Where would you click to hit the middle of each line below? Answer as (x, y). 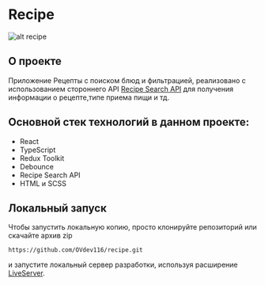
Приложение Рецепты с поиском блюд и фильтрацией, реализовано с (127, 80)
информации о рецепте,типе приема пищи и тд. (89, 97)
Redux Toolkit (42, 158)
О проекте (35, 61)
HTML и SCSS (43, 183)
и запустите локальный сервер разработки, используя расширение (123, 265)
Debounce (36, 166)
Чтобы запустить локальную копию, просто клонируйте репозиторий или (132, 227)
